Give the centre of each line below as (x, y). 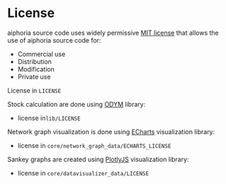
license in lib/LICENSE (49, 118)
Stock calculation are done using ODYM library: (77, 104)
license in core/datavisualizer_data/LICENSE (83, 173)
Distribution (34, 61)
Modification (36, 69)
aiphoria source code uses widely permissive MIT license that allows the (113, 33)
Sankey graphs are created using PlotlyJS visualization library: (98, 159)
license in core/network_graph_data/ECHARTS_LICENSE (94, 145)
